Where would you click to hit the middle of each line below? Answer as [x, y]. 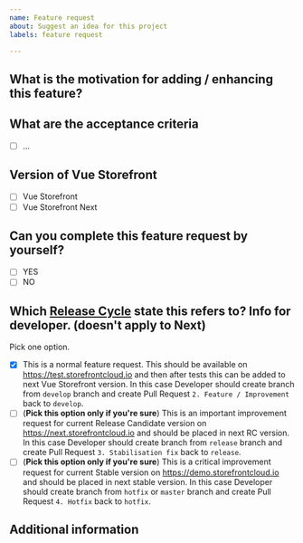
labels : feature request [56, 34]
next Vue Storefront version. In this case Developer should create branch [158, 385]
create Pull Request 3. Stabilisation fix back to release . [132, 452]
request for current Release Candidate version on [114, 424]
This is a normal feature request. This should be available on [135, 365]
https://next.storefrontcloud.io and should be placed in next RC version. [156, 433]
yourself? [37, 250]
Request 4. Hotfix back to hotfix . [87, 501]
